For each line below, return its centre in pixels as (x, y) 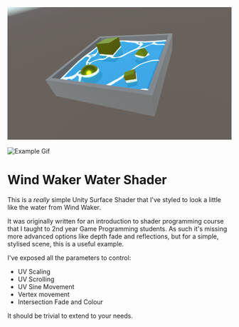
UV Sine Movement (46, 286)
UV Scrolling (36, 279)
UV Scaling (34, 271)
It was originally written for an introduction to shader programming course (116, 221)
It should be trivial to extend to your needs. (70, 316)
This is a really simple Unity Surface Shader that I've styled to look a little (115, 199)
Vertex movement (43, 294)
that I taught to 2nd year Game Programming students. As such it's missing (117, 228)
